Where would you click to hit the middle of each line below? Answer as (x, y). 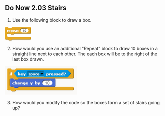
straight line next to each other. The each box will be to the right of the (85, 54)
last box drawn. (28, 59)
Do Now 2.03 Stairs (36, 8)
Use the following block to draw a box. (52, 20)
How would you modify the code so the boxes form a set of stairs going (86, 102)
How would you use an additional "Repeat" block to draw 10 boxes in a (85, 48)
